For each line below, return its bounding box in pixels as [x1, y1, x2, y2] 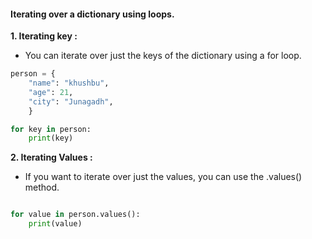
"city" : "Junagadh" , [28, 96, 114, 107]
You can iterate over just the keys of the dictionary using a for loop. [24, 50, 302, 62]
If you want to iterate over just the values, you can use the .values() [24, 171, 303, 183]
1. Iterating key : [10, 30, 78, 42]
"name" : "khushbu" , [28, 78, 110, 89]
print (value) [28, 219, 83, 229]
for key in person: [10, 124, 92, 134]
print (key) [28, 133, 74, 144]
